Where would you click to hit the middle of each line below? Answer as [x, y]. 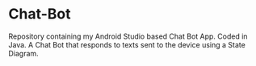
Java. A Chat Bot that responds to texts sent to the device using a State [127, 44]
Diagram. [23, 53]
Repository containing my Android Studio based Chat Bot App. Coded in [128, 36]
